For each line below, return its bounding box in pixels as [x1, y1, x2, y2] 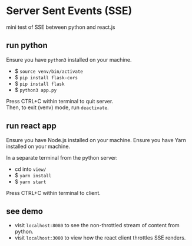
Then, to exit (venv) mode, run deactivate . [6, 104, 109, 111]
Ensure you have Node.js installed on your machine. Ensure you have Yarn [6, 136, 187, 143]
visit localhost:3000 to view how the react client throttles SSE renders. [14, 234, 186, 241]
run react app [6, 121, 57, 131]
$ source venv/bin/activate [14, 68, 84, 75]
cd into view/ [14, 166, 47, 173]
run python [6, 41, 48, 50]
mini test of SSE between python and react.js [6, 23, 115, 31]
